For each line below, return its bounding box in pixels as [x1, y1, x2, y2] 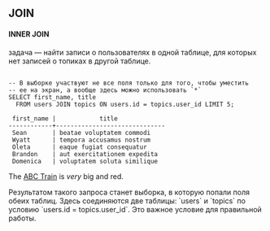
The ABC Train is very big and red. [8, 171, 124, 181]
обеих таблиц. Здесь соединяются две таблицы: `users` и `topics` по [8, 195, 246, 206]
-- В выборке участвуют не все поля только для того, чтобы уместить [8, 79, 250, 87]
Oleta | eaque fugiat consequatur [11, 142, 148, 151]
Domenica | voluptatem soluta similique [11, 157, 159, 165]
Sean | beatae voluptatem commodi [11, 129, 151, 137]
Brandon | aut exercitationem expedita [11, 150, 159, 158]
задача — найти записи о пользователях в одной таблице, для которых [8, 47, 257, 57]
